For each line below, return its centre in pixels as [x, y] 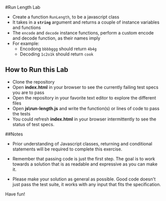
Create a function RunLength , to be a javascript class [66, 17]
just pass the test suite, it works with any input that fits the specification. [86, 184]
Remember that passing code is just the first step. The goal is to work [84, 158]
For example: [26, 43]
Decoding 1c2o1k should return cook [57, 54]
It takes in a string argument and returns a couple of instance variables [86, 22]
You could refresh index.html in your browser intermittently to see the [84, 119]
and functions [27, 27]
